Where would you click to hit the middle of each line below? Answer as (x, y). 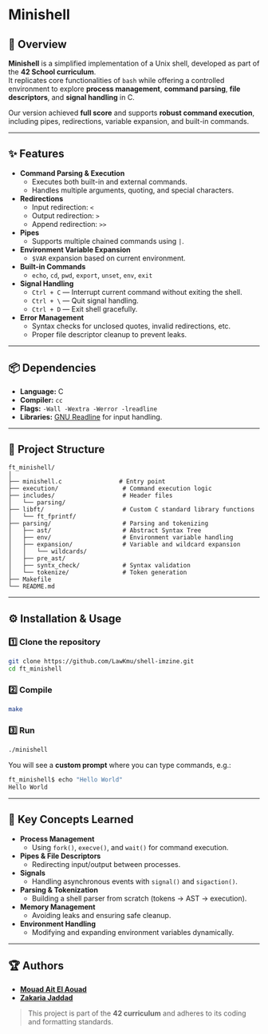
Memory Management (57, 907)
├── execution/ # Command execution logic (110, 489)
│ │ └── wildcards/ (48, 552)
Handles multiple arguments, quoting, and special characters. (132, 190)
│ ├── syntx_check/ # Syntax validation (100, 566)
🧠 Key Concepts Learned (71, 819)
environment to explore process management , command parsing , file (124, 89)
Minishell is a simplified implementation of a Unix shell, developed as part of (134, 63)
